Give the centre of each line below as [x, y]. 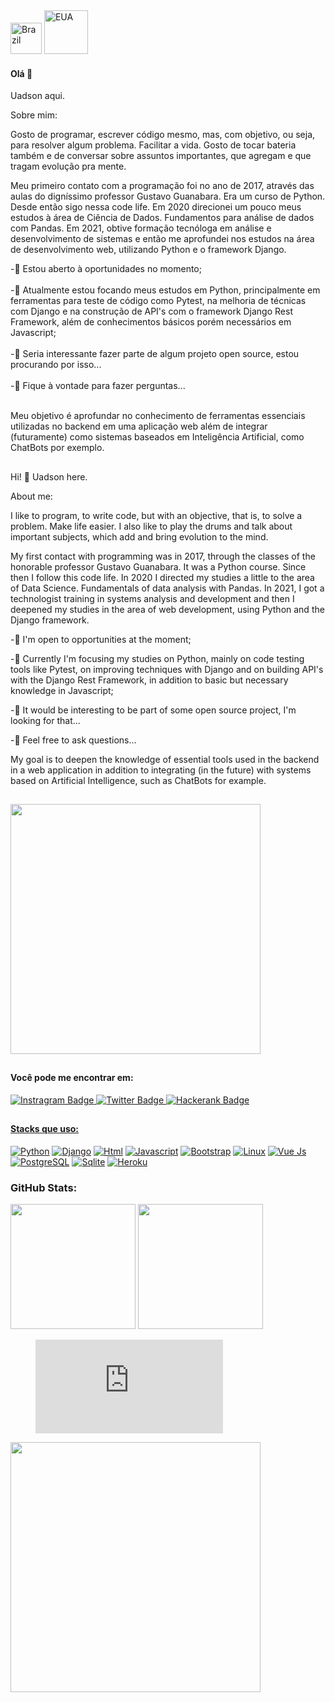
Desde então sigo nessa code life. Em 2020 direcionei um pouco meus [156, 207]
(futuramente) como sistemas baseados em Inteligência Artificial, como [157, 437]
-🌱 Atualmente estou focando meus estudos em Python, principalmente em [165, 290]
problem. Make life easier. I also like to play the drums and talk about [151, 526]
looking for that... [45, 720]
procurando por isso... [56, 365]
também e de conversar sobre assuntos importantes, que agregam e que [161, 156]
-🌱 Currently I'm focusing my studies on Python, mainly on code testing [157, 658]
